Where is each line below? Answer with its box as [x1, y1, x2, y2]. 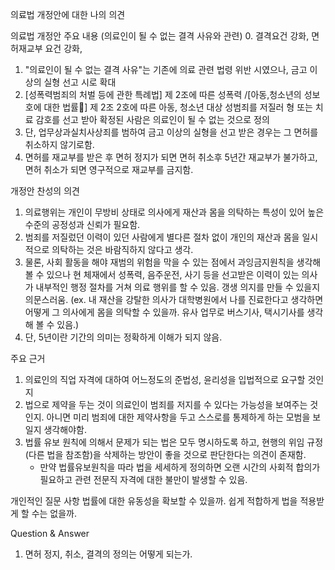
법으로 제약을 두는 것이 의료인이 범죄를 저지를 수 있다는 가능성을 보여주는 [24, 399, 308, 410]
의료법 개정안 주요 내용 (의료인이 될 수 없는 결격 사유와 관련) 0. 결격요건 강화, [10, 30, 310, 42]
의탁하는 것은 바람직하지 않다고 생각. [51, 244, 194, 255]
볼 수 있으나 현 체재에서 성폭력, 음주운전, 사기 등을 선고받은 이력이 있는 [24, 269, 300, 280]
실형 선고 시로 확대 [43, 76, 117, 88]
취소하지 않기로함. [24, 139, 95, 150]
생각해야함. [43, 424, 87, 435]
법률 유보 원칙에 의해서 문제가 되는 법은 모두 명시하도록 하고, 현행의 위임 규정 [24, 436, 324, 448]
